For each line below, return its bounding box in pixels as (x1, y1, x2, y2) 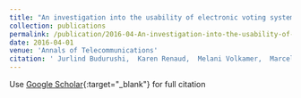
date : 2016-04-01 (9, 37, 74, 47)
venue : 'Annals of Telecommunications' (9, 46, 159, 55)
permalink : (9, 29, 50, 38)
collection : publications (9, 21, 106, 30)
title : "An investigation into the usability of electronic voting (9, 12, 267, 22)
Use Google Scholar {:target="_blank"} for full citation (9, 79, 206, 89)
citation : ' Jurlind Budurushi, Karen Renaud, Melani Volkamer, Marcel (9, 54, 295, 63)
